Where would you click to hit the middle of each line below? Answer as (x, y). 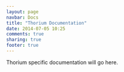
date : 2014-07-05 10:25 (36, 28)
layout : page (22, 12)
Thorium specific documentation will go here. (62, 62)
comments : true (25, 34)
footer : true (22, 46)
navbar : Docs (22, 17)
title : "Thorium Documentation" (46, 23)
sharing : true (24, 40)
